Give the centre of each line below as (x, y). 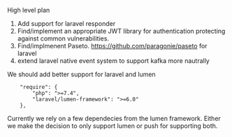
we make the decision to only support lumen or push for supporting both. (113, 126)
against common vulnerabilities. (63, 38)
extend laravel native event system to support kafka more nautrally (113, 61)
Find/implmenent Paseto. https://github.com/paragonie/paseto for (112, 46)
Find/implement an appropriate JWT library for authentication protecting (121, 31)
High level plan (29, 10)
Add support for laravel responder (66, 23)
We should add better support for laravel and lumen (81, 74)
